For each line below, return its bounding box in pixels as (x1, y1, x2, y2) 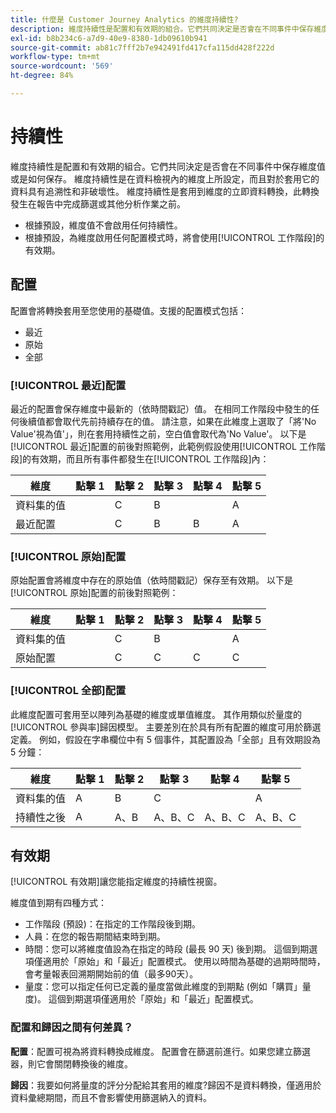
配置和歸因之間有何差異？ (10, 1021, 134, 1035)
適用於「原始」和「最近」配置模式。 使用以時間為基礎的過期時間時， (42, 956, 326, 968)
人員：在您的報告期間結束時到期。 (24, 931, 166, 943)
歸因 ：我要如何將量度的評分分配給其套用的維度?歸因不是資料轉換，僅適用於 (10, 1079, 322, 1091)
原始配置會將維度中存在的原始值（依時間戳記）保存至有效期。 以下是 (10, 574, 293, 586)
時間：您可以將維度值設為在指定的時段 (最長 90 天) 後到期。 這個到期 (24, 943, 310, 955)
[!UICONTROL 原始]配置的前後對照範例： (10, 587, 179, 599)
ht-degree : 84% (10, 71, 74, 81)
